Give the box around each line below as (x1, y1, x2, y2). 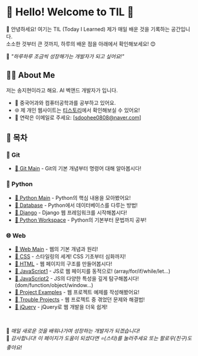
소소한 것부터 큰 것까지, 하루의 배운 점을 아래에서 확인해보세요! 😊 (6, 40, 156, 47)
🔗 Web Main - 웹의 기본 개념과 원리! (14, 246, 98, 253)
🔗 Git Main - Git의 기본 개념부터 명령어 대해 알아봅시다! (14, 165, 141, 172)
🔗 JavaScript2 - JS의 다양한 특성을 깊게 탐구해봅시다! (14, 275, 139, 282)
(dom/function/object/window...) (14, 282, 94, 289)
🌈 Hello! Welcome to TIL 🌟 (6, 5, 134, 19)
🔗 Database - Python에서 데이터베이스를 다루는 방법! (14, 202, 138, 209)
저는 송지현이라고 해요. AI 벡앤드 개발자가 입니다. (6, 87, 118, 94)
